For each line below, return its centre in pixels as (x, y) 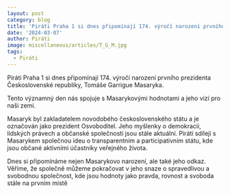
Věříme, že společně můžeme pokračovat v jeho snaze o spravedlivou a (108, 168)
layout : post (26, 13)
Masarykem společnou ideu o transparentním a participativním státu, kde (110, 141)
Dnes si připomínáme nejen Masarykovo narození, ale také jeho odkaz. (107, 161)
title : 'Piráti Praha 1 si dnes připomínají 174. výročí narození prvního (116, 26)
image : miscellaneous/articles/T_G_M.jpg (67, 45)
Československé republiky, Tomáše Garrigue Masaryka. (86, 85)
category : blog (29, 20)
